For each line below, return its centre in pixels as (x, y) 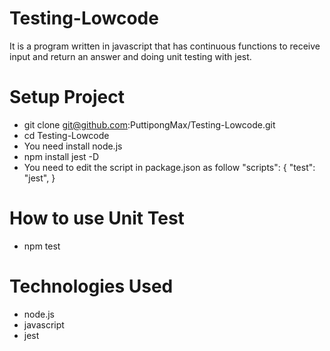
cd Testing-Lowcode (66, 135)
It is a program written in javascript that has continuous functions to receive (165, 46)
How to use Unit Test (97, 218)
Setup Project (67, 97)
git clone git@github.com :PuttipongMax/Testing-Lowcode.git (149, 124)
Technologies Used (91, 286)
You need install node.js (73, 146)
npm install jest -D (61, 156)
